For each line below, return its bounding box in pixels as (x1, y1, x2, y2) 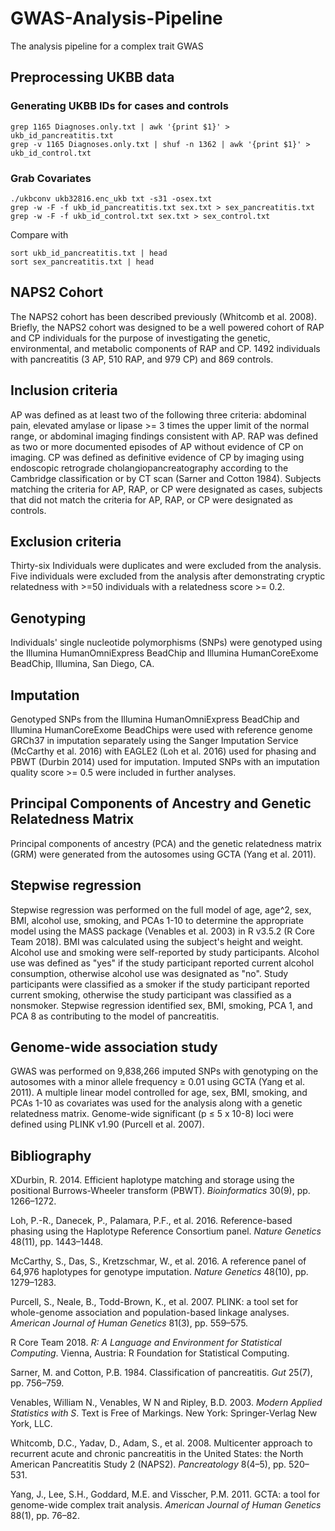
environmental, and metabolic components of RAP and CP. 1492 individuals (10, 342, 321, 354)
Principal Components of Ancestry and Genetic (10, 795, 312, 812)
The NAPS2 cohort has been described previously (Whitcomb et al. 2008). (10, 310, 317, 322)
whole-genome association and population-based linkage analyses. (10, 1307, 290, 1319)
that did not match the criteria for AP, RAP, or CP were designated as (10, 493, 293, 506)
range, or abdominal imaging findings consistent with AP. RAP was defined (10, 430, 318, 442)
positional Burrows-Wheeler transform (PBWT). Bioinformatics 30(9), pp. (10, 1185, 311, 1197)
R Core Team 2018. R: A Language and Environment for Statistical (10, 1337, 282, 1349)
